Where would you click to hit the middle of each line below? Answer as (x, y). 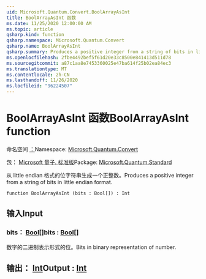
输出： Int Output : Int (47, 268)
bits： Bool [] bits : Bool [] (43, 232)
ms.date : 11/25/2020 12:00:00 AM (49, 23)
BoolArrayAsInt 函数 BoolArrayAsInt (97, 118)
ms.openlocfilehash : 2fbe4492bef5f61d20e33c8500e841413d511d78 (89, 58)
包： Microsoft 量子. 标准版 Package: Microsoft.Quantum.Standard (89, 162)
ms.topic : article (30, 29)
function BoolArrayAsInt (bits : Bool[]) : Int (68, 193)
